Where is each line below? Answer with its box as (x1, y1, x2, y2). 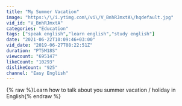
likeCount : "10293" (6, 59, 55, 65)
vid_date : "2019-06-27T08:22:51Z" (6, 43, 93, 49)
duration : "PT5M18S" (6, 48, 58, 54)
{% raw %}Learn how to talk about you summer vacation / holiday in (6, 86, 176, 93)
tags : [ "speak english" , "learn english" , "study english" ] (6, 31, 155, 37)
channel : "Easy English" (6, 70, 69, 76)
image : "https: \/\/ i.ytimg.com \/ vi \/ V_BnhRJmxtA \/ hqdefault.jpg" (6, 14, 174, 20)
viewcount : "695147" (6, 53, 58, 59)
